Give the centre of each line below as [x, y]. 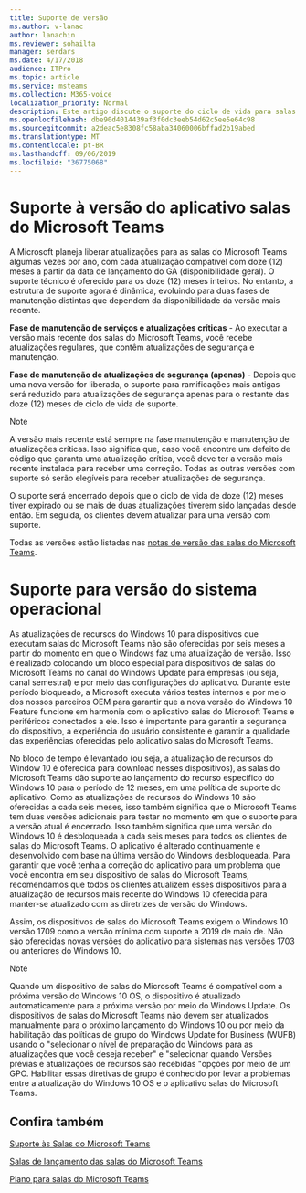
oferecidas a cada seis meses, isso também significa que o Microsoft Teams [153, 807]
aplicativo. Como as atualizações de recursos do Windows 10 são [132, 797]
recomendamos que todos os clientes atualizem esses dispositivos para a [148, 885]
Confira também [57, 1121]
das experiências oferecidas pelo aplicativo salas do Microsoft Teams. [142, 741]
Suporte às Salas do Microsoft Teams [80, 1144]
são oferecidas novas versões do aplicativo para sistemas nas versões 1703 [152, 941]
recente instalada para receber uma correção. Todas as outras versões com [153, 469]
